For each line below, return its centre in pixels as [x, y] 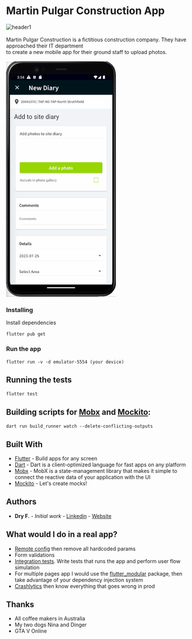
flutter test [22, 394]
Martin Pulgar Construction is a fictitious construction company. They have [96, 39]
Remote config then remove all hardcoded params [75, 549]
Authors [21, 502]
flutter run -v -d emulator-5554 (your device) [65, 362]
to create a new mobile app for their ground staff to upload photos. [87, 52]
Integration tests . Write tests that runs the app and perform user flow [97, 561]
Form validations [35, 555]
